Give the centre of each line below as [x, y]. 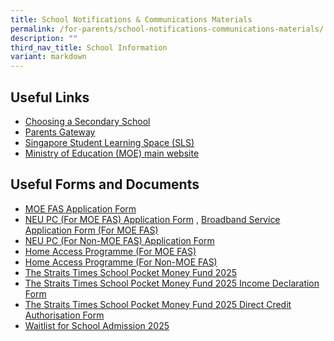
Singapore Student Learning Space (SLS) [109, 142]
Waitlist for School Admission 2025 [97, 325]
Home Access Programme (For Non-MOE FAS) [121, 262]
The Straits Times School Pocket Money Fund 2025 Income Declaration [172, 283]
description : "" [44, 38]
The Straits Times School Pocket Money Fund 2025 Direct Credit [158, 304]
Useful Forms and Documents [105, 184]
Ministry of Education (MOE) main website [112, 153]
